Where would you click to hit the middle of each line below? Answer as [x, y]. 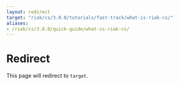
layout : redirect [28, 12]
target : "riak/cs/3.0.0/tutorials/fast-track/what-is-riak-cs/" [90, 18]
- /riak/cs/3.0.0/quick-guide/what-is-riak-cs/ [68, 29]
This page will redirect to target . [47, 76]
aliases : [17, 23]
